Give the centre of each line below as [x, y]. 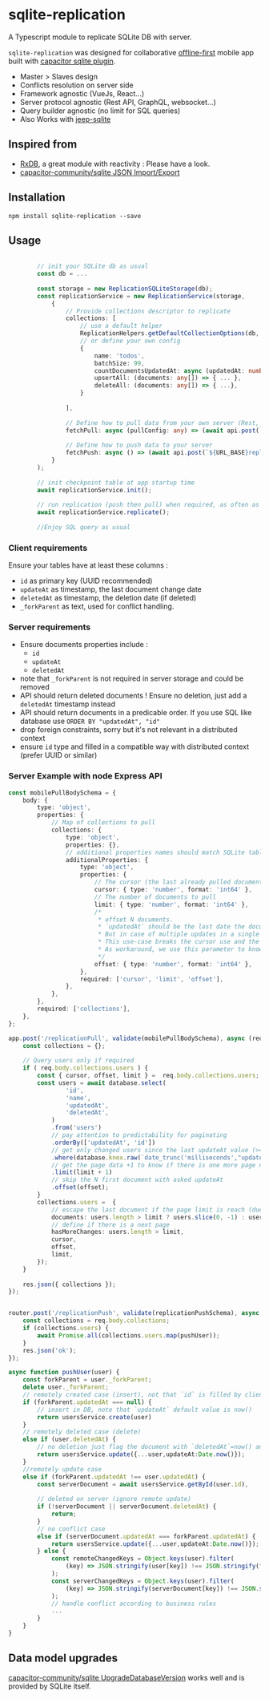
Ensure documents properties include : [84, 645]
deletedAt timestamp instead [68, 704]
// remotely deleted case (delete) [82, 1432]
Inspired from [43, 145]
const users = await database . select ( [102, 1083]
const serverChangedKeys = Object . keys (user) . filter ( [143, 1581]
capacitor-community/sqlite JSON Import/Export [100, 172]
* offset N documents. [135, 920]
